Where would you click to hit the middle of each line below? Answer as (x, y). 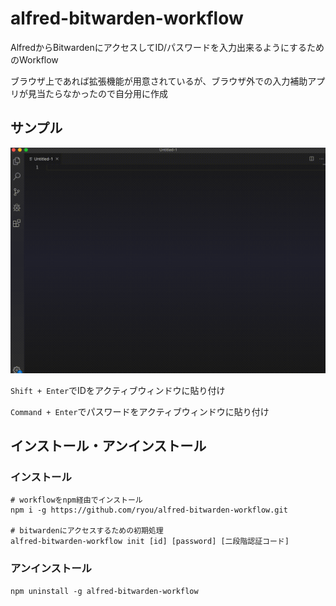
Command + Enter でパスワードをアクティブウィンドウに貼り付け (140, 411)
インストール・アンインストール (108, 445)
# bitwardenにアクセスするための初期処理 (87, 531)
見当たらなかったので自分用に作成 (97, 93)
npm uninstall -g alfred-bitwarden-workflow (104, 591)
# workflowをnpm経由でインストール (76, 500)
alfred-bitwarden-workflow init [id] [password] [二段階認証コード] (150, 542)
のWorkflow (34, 59)
